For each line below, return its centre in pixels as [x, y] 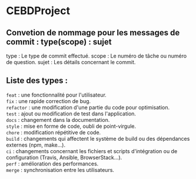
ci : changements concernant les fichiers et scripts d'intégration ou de [92, 151]
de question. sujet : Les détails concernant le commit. [71, 62]
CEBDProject [38, 11]
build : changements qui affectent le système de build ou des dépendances [98, 138]
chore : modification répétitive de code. [54, 132]
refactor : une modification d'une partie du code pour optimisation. [88, 107]
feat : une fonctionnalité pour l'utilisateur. [57, 95]
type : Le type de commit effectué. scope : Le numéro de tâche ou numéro [97, 56]
